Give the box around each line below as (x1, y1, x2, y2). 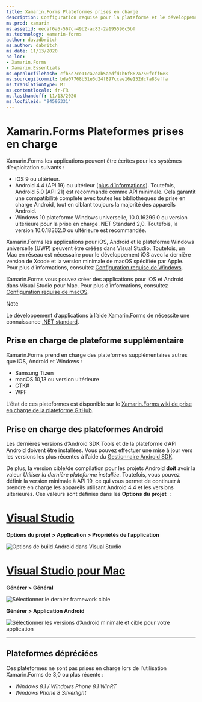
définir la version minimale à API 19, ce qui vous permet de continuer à (6, 477, 180, 485)
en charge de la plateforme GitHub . (6, 407, 94, 414)
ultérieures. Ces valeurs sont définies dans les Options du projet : (6, 490, 171, 498)
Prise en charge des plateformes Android (6, 424, 164, 434)
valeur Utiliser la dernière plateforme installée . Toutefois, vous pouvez (6, 471, 180, 478)
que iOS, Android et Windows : (6, 358, 82, 365)
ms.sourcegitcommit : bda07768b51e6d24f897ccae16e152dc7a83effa (6, 76, 168, 82)
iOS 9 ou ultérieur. (14, 175, 60, 183)
